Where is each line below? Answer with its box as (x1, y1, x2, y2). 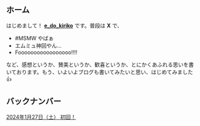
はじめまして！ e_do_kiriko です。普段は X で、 (6, 22, 123, 29)
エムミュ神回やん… (14, 42, 61, 49)
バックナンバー (6, 96, 61, 106)
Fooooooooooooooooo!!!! (14, 49, 78, 56)
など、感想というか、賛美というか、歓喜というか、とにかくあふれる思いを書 (6, 61, 194, 68)
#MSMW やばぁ (14, 34, 54, 42)
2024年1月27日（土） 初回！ (6, 113, 76, 120)
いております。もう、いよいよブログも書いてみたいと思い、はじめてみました (6, 68, 193, 75)
